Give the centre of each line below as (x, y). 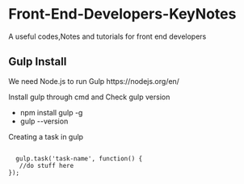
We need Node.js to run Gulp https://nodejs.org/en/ (94, 81)
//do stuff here (46, 165)
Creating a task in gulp (46, 136)
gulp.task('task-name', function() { (79, 158)
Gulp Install (38, 62)
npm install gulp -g (51, 112)
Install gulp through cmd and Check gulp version (89, 97)
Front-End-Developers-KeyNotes (122, 14)
